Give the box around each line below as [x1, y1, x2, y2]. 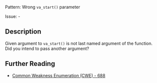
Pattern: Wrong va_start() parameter [5, 4, 80, 10]
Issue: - [5, 14, 20, 19]
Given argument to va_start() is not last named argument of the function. [5, 40, 153, 46]
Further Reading [5, 60, 55, 68]
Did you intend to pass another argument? [5, 46, 89, 51]
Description [5, 28, 41, 36]
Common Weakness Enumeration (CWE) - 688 [12, 72, 105, 78]
